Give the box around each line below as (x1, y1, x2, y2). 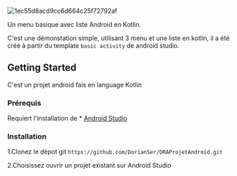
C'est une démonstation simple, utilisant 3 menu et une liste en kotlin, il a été (7, 34, 230, 42)
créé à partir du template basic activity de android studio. (7, 42, 180, 49)
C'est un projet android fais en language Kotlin (7, 80, 142, 89)
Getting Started (7, 62, 77, 74)
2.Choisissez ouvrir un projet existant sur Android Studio (7, 161, 171, 170)
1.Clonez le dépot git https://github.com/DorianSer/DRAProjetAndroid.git (7, 148, 224, 156)
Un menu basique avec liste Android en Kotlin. (7, 20, 142, 28)
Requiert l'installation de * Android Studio (7, 114, 128, 122)
